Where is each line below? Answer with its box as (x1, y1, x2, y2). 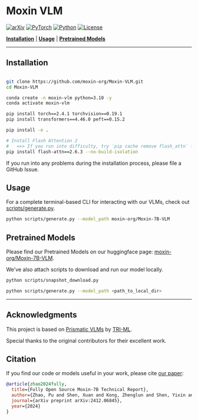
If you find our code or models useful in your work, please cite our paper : (6, 370, 184, 377)
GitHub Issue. (6, 165, 39, 172)
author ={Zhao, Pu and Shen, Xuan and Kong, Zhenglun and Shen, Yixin (11, 392, 186, 398)
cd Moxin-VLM (6, 84, 38, 90)
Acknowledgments (6, 310, 78, 320)
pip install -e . (6, 127, 49, 133)
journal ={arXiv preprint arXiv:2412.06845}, (11, 398, 123, 403)
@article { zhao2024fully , (6, 381, 67, 388)
